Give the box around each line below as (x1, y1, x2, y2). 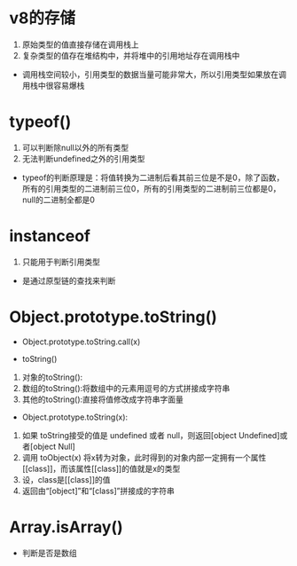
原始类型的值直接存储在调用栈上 (21, 39, 139, 50)
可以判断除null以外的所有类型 (21, 142, 129, 153)
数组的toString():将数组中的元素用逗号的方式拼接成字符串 (21, 382, 231, 393)
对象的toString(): (21, 372, 83, 382)
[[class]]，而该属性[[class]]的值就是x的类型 (21, 463, 181, 474)
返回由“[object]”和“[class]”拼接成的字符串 (21, 485, 176, 496)
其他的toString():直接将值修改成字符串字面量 (21, 394, 184, 405)
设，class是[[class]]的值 (21, 474, 111, 484)
